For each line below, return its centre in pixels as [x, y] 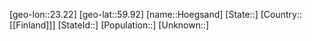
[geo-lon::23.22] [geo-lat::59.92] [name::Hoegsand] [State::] [134, 14]
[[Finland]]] [32, 25]
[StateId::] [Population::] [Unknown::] [133, 25]
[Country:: [281, 14]
